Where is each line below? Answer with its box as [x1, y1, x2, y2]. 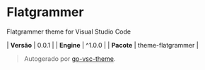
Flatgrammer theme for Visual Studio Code [6, 27, 131, 36]
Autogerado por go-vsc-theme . [23, 54, 116, 63]
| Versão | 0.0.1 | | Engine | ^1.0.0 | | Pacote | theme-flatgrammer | [6, 41, 199, 49]
